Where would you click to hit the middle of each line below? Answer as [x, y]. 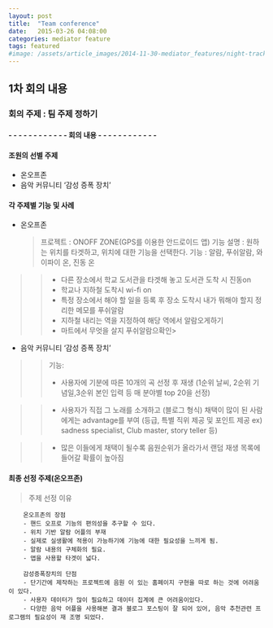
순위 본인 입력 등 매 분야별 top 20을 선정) [145, 393]
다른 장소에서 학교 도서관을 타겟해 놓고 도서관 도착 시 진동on [156, 280]
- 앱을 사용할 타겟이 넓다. [62, 558]
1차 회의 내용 [38, 89]
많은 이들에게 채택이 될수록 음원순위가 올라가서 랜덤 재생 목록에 [160, 448]
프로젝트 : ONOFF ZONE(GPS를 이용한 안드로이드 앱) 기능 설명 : [143, 242]
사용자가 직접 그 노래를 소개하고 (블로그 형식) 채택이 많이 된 [154, 410]
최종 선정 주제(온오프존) [45, 478]
